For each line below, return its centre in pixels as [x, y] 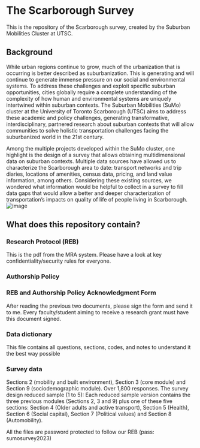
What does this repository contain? [73, 225]
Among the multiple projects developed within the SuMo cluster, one [91, 148]
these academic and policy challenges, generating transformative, [88, 118]
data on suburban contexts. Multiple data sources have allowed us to [91, 161]
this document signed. [34, 318]
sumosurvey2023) [29, 438]
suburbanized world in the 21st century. [55, 137]
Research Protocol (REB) [43, 242]
